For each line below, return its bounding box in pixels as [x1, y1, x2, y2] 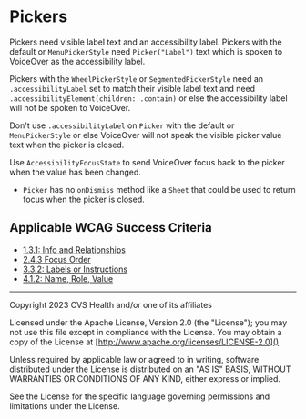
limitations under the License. [9, 400, 120, 411]
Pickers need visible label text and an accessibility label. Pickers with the [9, 36, 282, 47]
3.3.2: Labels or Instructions [22, 264, 128, 274]
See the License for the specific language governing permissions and [9, 391, 270, 402]
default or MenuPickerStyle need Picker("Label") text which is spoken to [9, 45, 283, 56]
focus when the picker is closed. [22, 194, 145, 205]
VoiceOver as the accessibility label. [9, 55, 146, 66]
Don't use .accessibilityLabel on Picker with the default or [9, 120, 235, 131]
